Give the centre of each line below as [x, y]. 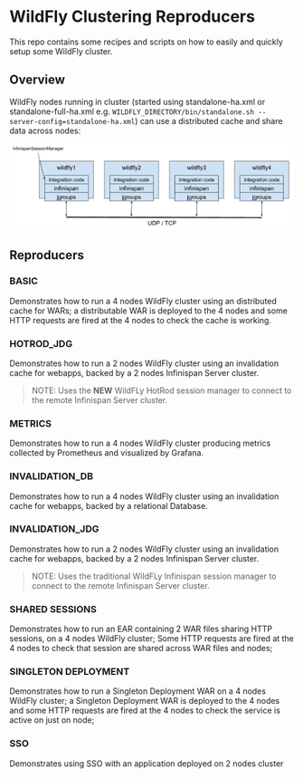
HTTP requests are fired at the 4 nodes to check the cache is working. [140, 320]
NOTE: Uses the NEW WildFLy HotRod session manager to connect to [161, 390]
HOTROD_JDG [41, 343]
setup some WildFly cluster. [61, 51]
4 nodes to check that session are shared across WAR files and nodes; [141, 648]
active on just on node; [52, 720]
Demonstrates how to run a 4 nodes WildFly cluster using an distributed [143, 301]
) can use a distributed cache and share [208, 120]
